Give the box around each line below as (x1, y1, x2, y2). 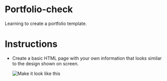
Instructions (5, 38, 58, 50)
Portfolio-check (5, 4, 73, 15)
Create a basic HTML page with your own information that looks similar (12, 55, 162, 61)
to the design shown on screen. (12, 60, 79, 67)
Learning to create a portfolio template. (5, 20, 87, 26)
